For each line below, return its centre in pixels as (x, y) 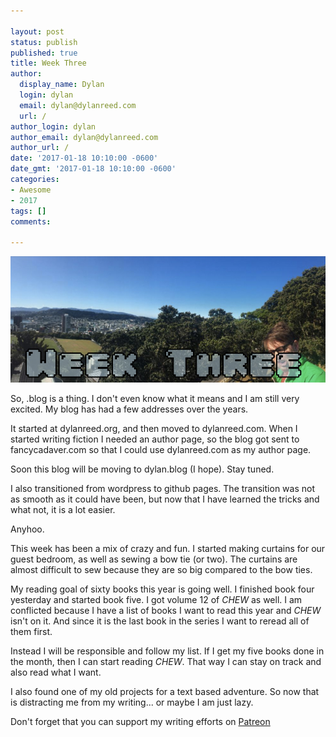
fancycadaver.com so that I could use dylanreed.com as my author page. (161, 449)
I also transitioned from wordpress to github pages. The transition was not (162, 488)
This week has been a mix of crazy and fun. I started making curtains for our (168, 548)
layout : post (37, 31)
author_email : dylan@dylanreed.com (84, 137)
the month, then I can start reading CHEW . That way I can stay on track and (166, 661)
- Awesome (31, 190)
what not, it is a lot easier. (63, 509)
